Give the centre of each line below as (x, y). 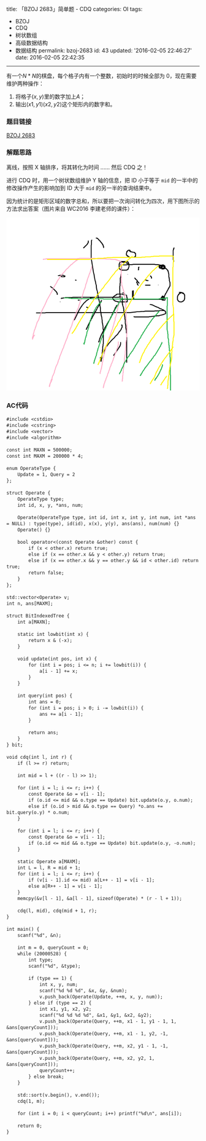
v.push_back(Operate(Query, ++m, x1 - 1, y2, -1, (104, 1034)
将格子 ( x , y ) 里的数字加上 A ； (50, 96)
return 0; (30, 1126)
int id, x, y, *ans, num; (51, 506)
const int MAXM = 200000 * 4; (45, 457)
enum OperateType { (31, 469)
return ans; (44, 733)
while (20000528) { (42, 954)
